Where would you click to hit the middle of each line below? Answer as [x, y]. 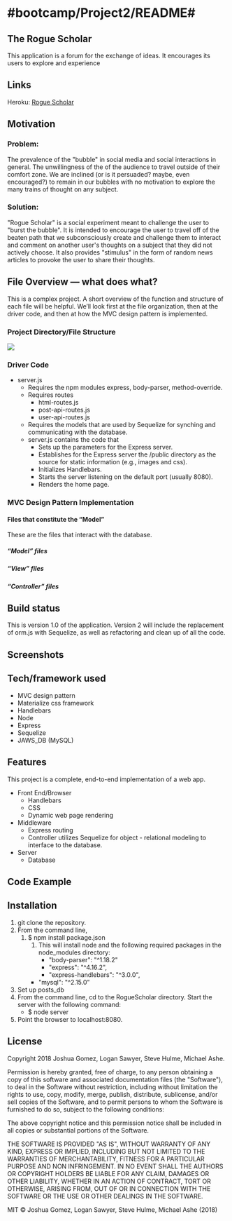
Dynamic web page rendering [71, 815]
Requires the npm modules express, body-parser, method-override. [125, 388]
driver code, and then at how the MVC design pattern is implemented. [108, 313]
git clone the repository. [51, 922]
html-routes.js [58, 403]
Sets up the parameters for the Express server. [106, 447]
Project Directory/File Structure [61, 332]
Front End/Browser [44, 792]
